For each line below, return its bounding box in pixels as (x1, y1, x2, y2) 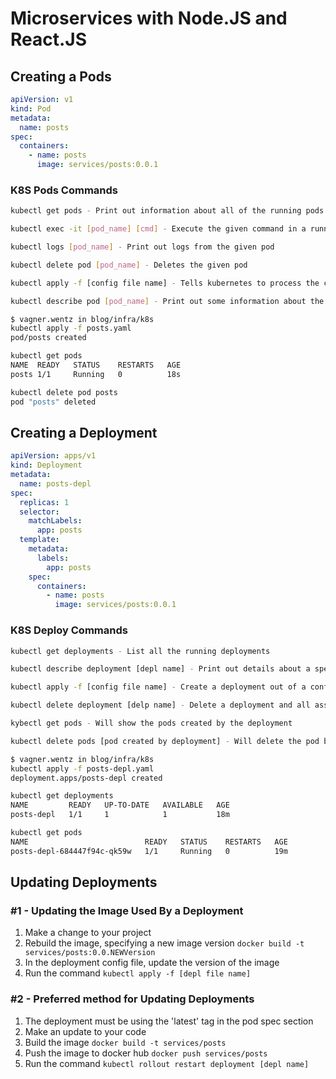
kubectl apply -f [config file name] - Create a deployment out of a (10, 682, 307, 692)
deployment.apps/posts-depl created (10, 773, 163, 783)
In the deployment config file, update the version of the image (24, 957, 280, 969)
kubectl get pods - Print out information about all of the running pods (10, 206, 325, 216)
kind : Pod (10, 103, 52, 114)
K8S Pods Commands (10, 183, 118, 197)
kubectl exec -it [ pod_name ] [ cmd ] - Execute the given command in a (10, 224, 307, 234)
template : (19, 535, 60, 545)
